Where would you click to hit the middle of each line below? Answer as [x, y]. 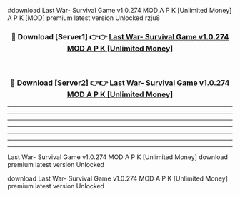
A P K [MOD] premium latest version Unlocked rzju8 [84, 18]
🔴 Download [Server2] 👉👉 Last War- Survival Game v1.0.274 [120, 83]
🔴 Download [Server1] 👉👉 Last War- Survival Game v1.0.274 [120, 36]
